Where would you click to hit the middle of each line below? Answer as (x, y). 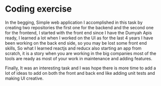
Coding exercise (38, 9)
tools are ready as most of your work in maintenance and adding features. (79, 58)
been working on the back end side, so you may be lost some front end (76, 43)
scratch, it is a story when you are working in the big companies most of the (80, 53)
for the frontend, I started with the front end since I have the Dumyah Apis (79, 33)
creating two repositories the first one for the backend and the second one (79, 27)
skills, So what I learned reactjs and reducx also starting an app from (73, 48)
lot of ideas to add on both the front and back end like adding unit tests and (80, 73)
